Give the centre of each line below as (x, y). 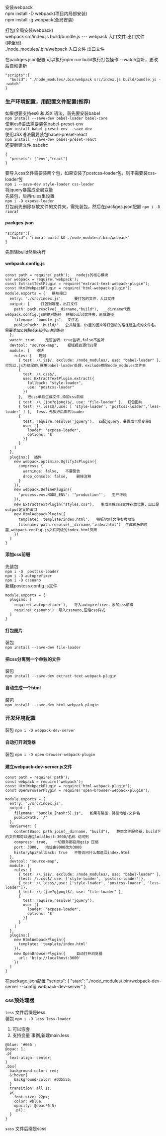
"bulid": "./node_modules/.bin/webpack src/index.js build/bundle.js (83, 80)
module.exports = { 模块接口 (36, 293)
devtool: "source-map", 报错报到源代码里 (53, 345)
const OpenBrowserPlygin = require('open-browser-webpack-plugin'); (78, 791)
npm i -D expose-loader (30, 201)
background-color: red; (34, 1071)
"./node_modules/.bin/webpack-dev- (124, 981)
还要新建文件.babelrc (27, 145)
